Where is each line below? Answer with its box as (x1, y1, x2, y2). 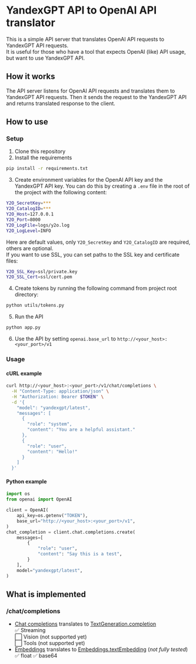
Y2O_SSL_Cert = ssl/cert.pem (6, 274, 72, 280)
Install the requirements (14, 154, 72, 161)
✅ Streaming (14, 627, 46, 634)
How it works (6, 71, 55, 81)
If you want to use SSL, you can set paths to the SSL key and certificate (6, 251, 180, 258)
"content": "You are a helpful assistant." (27, 427, 135, 433)
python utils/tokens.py (6, 302, 65, 309)
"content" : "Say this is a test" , (37, 551, 122, 557)
